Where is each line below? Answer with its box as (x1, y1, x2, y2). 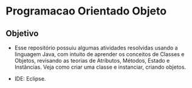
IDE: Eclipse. (14, 75, 46, 82)
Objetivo (5, 28, 39, 39)
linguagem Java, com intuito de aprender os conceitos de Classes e (14, 51, 185, 58)
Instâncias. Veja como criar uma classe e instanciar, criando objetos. (14, 63, 187, 71)
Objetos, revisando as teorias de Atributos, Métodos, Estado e (14, 57, 170, 64)
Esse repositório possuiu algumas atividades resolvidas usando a (14, 44, 178, 51)
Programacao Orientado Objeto (5, 4, 167, 18)
